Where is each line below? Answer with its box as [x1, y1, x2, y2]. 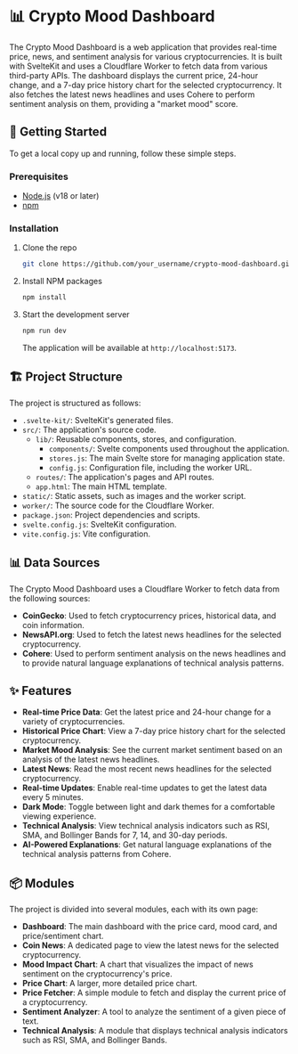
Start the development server [21, 309, 131, 320]
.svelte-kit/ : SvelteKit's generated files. [21, 414, 173, 425]
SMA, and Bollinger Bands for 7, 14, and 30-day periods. [21, 829, 229, 841]
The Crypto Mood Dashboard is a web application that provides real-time [9, 41, 278, 53]
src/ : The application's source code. [21, 424, 157, 435]
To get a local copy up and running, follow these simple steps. [9, 148, 237, 159]
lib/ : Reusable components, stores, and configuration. [35, 433, 238, 445]
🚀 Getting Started [9, 125, 108, 140]
